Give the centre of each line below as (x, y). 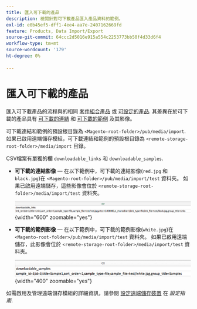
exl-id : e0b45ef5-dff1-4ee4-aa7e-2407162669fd (64, 25)
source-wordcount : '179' (36, 50)
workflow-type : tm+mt (33, 44)
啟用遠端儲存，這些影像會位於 (61, 185)
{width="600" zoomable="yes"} (53, 217)
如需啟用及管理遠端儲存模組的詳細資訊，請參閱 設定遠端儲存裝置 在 (87, 293)
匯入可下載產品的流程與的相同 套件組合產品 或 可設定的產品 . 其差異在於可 (94, 111)
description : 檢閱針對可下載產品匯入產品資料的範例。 (65, 19)
